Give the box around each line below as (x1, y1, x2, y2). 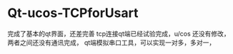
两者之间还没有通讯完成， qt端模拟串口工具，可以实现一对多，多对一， (7, 38, 216, 47)
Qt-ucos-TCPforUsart (7, 5, 139, 21)
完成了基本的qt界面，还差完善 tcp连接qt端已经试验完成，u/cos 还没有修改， (7, 29, 230, 38)
